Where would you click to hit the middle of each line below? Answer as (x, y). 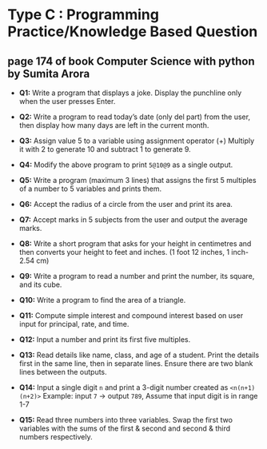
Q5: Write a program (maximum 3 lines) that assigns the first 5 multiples (137, 180)
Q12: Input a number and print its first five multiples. (105, 340)
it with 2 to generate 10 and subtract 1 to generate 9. (105, 149)
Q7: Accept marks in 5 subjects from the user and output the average (133, 220)
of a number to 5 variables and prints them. (90, 189)
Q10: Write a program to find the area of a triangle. (102, 300)
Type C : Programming (83, 15)
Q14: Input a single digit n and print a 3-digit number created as (124, 387)
